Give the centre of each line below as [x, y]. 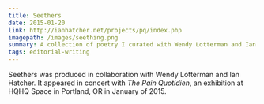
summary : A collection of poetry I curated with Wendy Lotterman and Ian [132, 45]
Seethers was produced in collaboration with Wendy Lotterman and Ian [124, 74]
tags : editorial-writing [49, 52]
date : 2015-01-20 [37, 23]
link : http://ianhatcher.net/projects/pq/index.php [95, 30]
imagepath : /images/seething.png [63, 37]
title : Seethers [35, 15]
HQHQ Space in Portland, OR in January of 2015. [88, 91]
